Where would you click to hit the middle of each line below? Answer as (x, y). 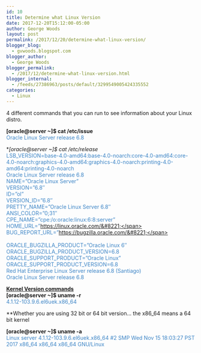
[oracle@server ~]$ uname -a (44, 331)
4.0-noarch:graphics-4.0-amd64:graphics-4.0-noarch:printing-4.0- (90, 162)
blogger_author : (26, 57)
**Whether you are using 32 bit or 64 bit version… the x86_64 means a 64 (98, 313)
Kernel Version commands (40, 289)
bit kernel (18, 319)
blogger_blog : (24, 46)
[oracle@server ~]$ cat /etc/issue (49, 131)
